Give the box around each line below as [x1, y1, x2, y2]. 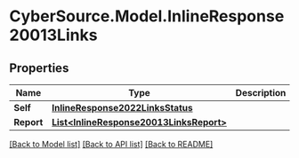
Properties [9, 60, 69, 75]
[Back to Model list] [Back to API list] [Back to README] [9, 139, 214, 149]
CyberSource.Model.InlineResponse [9, 6, 285, 27]
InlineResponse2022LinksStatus [52, 102, 193, 114]
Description [235, 87, 287, 99]
